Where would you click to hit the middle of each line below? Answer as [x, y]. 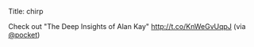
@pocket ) [24, 35]
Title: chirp [26, 11]
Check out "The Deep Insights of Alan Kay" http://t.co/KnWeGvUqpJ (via [127, 26]
